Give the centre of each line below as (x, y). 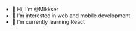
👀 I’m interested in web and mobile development (71, 15)
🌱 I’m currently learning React (48, 22)
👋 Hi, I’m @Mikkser (35, 9)
